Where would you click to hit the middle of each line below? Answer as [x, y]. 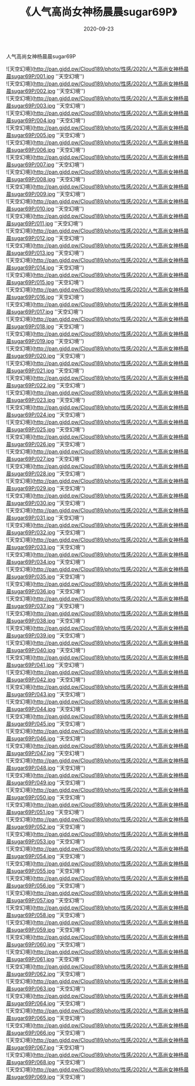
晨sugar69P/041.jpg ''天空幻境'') [45, 665]
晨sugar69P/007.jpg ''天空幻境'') [45, 164]
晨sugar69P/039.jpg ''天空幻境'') [46, 635]
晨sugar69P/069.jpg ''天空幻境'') [46, 1077]
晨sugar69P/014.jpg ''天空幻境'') [45, 267]
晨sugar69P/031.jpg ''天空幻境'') [45, 517]
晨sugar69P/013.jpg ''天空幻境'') [45, 253]
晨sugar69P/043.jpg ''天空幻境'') [46, 694]
